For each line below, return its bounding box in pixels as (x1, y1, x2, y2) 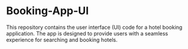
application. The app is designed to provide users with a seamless (6, 30, 168, 37)
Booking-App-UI (6, 4, 89, 18)
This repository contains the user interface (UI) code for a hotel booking (6, 24, 183, 31)
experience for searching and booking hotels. (6, 36, 118, 43)
